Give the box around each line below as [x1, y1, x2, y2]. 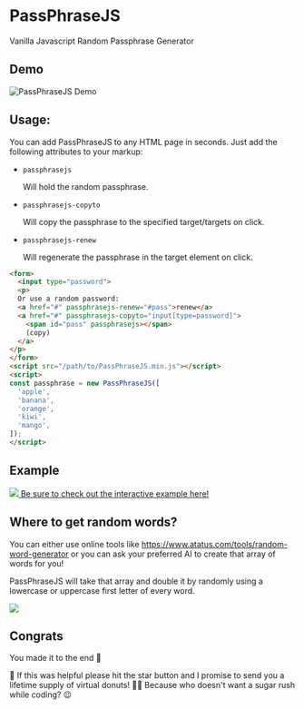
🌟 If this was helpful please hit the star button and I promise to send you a [9, 670, 285, 681]
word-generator [9, 548, 70, 559]
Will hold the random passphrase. [22, 181, 149, 192]
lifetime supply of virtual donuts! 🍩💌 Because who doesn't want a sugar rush [9, 680, 296, 691]
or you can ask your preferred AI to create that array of [71, 548, 277, 559]
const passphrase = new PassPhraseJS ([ [9, 379, 161, 388]
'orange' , [17, 404, 54, 413]
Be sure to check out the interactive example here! [20, 487, 210, 499]
